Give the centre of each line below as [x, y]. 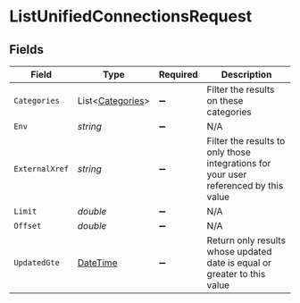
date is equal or [239, 263]
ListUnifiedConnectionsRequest [131, 17]
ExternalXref [42, 168]
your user [227, 174]
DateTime [97, 263]
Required [178, 75]
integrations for [239, 163]
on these [225, 101]
